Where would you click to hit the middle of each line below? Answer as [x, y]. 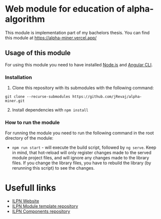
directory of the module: [29, 138]
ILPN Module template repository [45, 206]
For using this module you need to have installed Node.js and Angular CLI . [79, 64]
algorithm [25, 19]
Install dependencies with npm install [50, 110]
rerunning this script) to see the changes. [53, 168]
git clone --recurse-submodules [38, 97]
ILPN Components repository [41, 211]
